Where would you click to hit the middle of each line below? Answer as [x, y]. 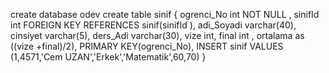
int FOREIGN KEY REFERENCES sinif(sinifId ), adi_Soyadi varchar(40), [153, 25]
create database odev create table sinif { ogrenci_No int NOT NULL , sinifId [165, 14]
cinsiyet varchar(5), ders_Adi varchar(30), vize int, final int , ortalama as [157, 35]
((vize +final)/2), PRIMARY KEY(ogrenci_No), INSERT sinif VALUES [147, 46]
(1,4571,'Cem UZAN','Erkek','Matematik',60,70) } [108, 57]
